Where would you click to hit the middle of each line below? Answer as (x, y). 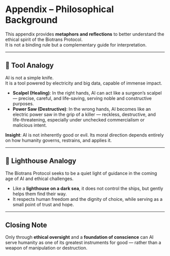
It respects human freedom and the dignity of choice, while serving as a (88, 199)
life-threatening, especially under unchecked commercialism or (79, 119)
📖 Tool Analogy (30, 66)
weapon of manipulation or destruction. (46, 248)
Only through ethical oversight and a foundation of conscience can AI (79, 237)
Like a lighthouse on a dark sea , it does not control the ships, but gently (88, 188)
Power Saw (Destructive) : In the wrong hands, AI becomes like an (82, 109)
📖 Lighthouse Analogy (41, 161)
